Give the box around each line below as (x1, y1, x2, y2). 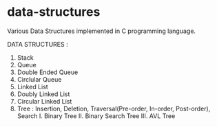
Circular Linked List (17, 97, 72, 105)
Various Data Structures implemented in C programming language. (7, 27, 196, 35)
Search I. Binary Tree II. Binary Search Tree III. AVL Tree (17, 111, 176, 120)
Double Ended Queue (17, 68, 79, 76)
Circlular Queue (17, 75, 62, 83)
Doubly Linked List (17, 90, 70, 98)
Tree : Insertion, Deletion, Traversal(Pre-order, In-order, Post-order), (17, 104, 211, 113)
